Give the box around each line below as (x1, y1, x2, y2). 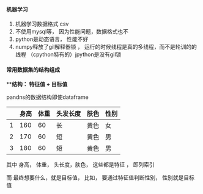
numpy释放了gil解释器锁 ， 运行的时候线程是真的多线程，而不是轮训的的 (15, 43, 197, 51)
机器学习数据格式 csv (15, 20, 69, 27)
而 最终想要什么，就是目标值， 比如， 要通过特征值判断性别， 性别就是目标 (6, 174, 194, 181)
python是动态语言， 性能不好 (15, 35, 89, 43)
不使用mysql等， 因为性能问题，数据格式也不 (15, 28, 129, 35)
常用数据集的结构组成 (6, 66, 60, 73)
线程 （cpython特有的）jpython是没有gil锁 (15, 51, 122, 58)
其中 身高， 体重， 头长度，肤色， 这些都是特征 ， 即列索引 (6, 161, 155, 168)
